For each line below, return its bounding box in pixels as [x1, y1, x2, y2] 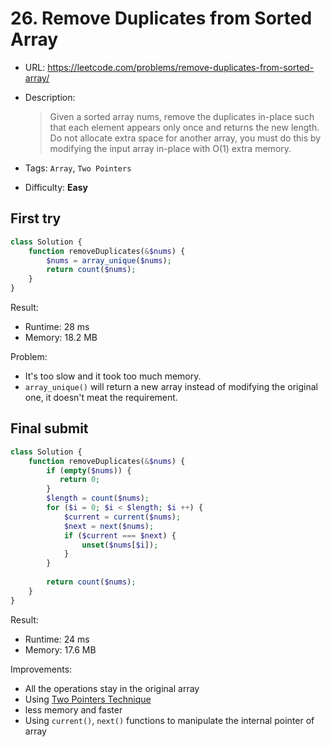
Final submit [10, 420, 89, 437]
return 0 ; [59, 475, 101, 485]
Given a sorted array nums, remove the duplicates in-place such [49, 110, 315, 122]
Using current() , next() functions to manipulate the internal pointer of [24, 714, 315, 726]
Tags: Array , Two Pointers [24, 162, 132, 174]
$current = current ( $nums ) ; [63, 512, 182, 522]
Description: [24, 91, 76, 103]
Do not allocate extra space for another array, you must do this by [49, 132, 322, 144]
